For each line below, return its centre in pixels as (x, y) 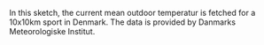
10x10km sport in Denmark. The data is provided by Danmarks (123, 22)
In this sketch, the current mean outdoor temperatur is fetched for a (132, 13)
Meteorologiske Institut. (52, 31)
